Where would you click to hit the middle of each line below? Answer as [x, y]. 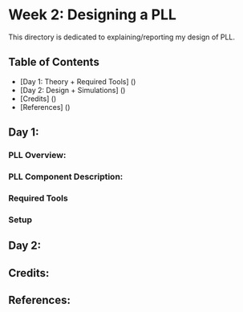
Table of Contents [54, 62]
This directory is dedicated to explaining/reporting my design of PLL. [121, 37]
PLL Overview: [37, 156]
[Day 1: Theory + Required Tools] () [78, 81]
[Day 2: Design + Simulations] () [73, 90]
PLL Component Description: [66, 176]
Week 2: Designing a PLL [92, 15]
